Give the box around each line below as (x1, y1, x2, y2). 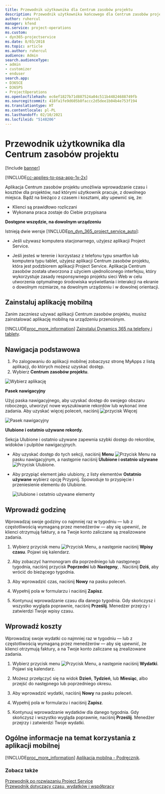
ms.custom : (5, 30, 27, 35)
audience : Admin (5, 53, 38, 58)
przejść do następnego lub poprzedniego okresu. (12, 680, 112, 686)
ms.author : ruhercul (5, 48, 48, 53)
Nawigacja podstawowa (5, 345, 80, 354)
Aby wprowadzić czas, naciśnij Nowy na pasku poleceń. (12, 579, 127, 584)
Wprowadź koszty (5, 622, 62, 631)
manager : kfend (5, 21, 36, 26)
